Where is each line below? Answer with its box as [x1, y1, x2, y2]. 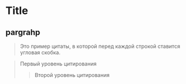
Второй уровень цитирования [34, 72, 110, 78]
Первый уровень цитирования [19, 60, 97, 67]
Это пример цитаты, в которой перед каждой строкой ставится [19, 43, 181, 50]
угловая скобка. [19, 49, 61, 56]
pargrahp [5, 27, 41, 37]
